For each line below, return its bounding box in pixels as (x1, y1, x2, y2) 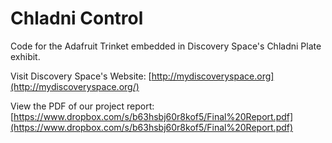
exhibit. (10, 50, 41, 62)
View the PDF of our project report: (10, 100, 155, 112)
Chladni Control (10, 7, 144, 30)
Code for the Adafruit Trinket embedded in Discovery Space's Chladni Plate (10, 40, 322, 52)
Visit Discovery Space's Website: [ (10, 70, 152, 82)
